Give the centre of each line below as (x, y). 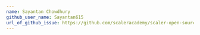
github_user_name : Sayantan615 (45, 17)
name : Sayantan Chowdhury (38, 12)
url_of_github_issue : (33, 23)
